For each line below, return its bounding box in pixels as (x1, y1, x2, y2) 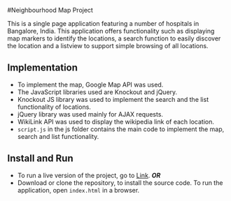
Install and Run (7, 153, 73, 165)
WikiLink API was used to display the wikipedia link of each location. (17, 117, 215, 126)
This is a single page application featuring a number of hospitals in (7, 20, 199, 27)
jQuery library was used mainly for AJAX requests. (17, 110, 163, 118)
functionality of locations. (17, 103, 91, 111)
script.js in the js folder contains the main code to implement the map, (17, 125, 225, 133)
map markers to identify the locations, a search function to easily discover (7, 34, 221, 43)
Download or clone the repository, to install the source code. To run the (17, 178, 223, 187)
